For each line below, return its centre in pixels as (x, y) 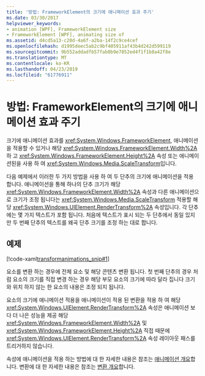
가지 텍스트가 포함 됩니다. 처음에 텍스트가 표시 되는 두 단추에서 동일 (104, 215)
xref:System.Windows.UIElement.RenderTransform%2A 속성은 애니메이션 (98, 308)
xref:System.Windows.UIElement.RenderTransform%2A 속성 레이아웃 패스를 (101, 338)
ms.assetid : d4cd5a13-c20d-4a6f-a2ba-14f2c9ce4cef (72, 40)
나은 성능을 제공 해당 (44, 315)
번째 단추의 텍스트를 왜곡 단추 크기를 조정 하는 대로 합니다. (88, 223)
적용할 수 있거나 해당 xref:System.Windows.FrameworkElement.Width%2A (105, 148)
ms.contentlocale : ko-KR (38, 63)
